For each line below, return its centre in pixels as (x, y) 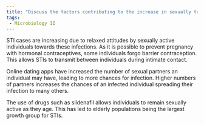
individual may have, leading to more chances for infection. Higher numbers (101, 78)
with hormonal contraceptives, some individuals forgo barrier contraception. (102, 53)
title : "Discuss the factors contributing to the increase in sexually (99, 12)
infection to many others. (38, 91)
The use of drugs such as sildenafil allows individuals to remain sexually (97, 103)
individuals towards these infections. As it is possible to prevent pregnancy (100, 47)
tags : (13, 18)
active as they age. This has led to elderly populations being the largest (96, 109)
